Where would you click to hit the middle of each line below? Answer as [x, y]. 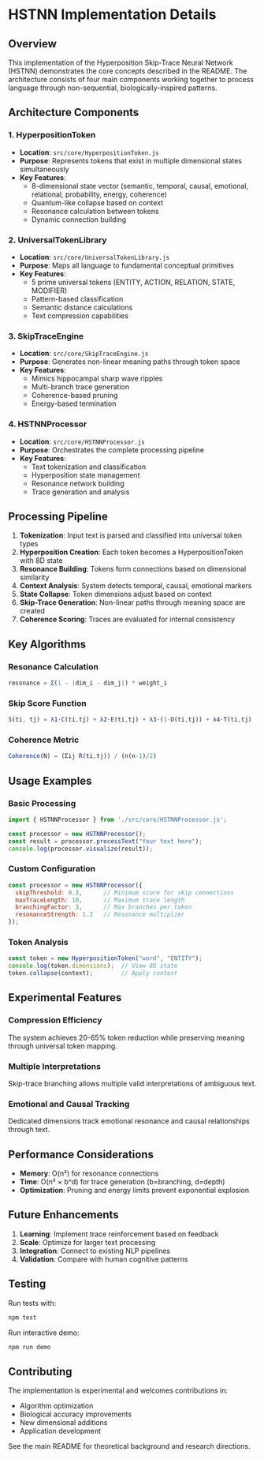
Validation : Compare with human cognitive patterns [104, 1259]
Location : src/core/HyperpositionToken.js [89, 152]
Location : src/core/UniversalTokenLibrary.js [95, 257]
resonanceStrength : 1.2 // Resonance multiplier [100, 915]
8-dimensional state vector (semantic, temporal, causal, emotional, [140, 186]
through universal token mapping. [63, 1046]
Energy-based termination [74, 403]
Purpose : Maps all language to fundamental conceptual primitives [126, 265]
